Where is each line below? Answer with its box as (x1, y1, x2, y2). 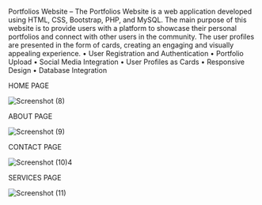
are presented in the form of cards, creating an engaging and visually (8, 40, 234, 50)
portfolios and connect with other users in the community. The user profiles (8, 32, 255, 41)
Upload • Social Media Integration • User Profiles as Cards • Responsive (8, 57, 245, 66)
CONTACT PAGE (8, 142, 62, 151)
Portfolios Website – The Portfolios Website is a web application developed (8, 7, 253, 16)
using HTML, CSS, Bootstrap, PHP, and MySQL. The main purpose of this (8, 15, 247, 25)
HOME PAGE (8, 81, 50, 90)
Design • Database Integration (8, 66, 108, 74)
